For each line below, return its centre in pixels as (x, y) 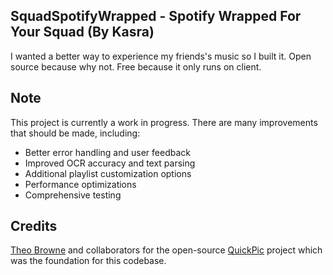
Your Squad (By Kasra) (82, 32)
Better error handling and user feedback (107, 152)
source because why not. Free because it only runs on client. (136, 66)
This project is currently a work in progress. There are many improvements (164, 122)
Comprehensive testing (73, 195)
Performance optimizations (80, 184)
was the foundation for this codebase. (88, 261)
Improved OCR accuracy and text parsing (110, 163)
